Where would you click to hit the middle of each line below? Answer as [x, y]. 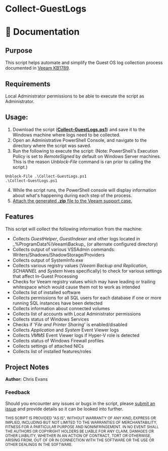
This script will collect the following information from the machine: [74, 229]
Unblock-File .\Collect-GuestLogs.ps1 [46, 176]
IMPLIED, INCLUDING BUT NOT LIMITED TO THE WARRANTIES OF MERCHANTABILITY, [81, 422]
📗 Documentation [42, 32]
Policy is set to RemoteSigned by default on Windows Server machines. [87, 156]
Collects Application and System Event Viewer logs [66, 330]
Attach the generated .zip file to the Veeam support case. [72, 201]
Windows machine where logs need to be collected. [66, 135]
